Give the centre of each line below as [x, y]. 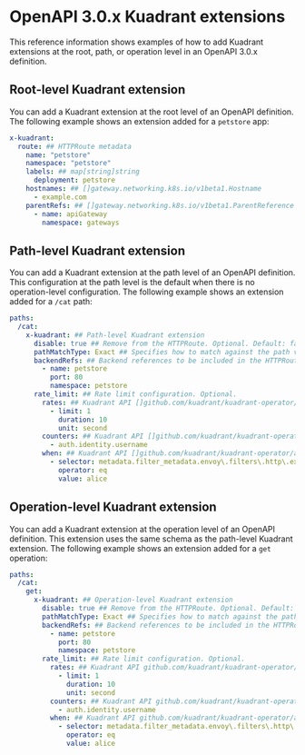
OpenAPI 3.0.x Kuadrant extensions [148, 17]
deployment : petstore [74, 180]
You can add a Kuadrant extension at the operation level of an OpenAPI [142, 529]
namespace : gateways [81, 223]
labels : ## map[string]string [83, 172]
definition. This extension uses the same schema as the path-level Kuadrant [151, 539]
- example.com [60, 197]
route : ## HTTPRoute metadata [74, 146]
